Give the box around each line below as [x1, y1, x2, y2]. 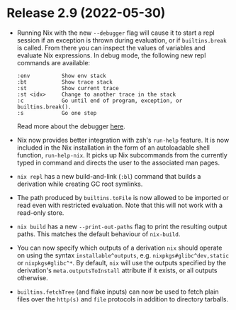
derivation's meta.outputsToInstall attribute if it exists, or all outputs [16, 266, 218, 275]
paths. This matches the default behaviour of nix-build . [16, 229, 181, 238]
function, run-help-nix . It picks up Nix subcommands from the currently [16, 150, 227, 159]
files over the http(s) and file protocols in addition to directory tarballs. [16, 294, 228, 303]
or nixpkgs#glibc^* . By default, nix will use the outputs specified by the [16, 258, 227, 267]
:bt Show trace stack [16, 78, 113, 86]
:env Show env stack [16, 72, 107, 79]
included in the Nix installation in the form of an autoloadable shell [16, 143, 210, 152]
